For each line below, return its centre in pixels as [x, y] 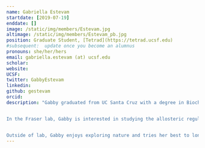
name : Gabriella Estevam [38, 12]
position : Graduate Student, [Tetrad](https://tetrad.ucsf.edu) [90, 40]
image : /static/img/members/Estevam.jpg [59, 29]
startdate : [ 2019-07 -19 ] [38, 18]
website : [17, 69]
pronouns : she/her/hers [37, 52]
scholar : [17, 63]
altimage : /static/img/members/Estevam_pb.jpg [67, 35]
